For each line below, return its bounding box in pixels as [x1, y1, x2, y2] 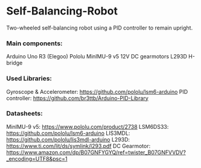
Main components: [6, 39, 63, 48]
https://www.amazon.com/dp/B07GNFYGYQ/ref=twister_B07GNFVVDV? [6, 149, 186, 156]
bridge [6, 59, 23, 67]
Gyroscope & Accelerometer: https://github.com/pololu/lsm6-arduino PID [6, 88, 188, 95]
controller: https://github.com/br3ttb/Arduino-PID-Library [6, 95, 149, 102]
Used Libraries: [6, 74, 53, 82]
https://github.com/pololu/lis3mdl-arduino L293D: [6, 135, 130, 143]
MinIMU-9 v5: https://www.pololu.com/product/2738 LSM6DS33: [6, 123, 169, 130]
